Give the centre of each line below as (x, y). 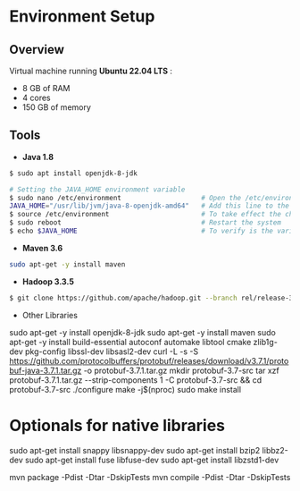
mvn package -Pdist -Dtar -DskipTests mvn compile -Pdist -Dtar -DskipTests (150, 477)
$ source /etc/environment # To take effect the (145, 215)
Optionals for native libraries (117, 425)
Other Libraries (50, 315)
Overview (37, 50)
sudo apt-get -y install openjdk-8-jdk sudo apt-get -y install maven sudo (143, 332)
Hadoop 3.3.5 (48, 281)
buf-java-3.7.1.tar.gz (46, 370)
